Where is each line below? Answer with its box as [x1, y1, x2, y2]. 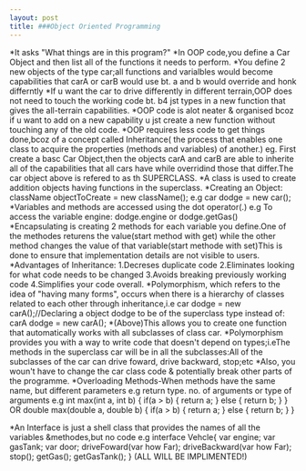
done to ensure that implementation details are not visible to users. [9, 249, 260, 260]
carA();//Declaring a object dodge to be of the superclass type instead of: [9, 307, 285, 318]
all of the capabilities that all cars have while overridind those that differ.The [9, 163, 294, 174]
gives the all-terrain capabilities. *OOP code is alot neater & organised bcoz [9, 105, 294, 115]
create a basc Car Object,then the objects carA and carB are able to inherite [9, 153, 294, 164]
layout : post [9, 13, 59, 23]
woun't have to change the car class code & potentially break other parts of [9, 366, 293, 376]
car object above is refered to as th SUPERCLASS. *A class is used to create [9, 172, 297, 183]
